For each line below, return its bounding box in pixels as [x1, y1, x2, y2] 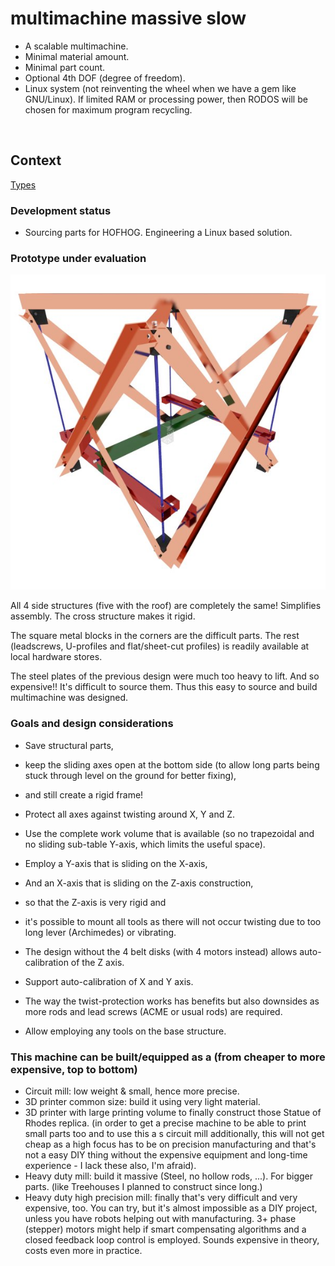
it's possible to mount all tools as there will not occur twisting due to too [24, 915, 322, 927]
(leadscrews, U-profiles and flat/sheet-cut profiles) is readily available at [10, 640, 310, 652]
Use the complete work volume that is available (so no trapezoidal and [24, 827, 315, 839]
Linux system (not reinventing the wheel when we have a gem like [24, 82, 297, 94]
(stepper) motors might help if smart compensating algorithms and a [24, 1223, 307, 1235]
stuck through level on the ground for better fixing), [24, 769, 237, 781]
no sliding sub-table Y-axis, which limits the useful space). [24, 838, 266, 850]
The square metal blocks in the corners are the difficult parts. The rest [10, 630, 300, 642]
